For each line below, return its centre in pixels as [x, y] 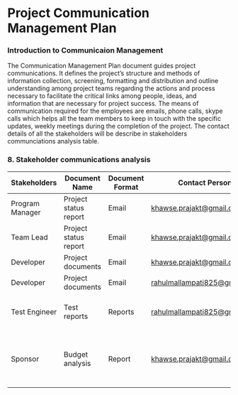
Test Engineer [34, 312]
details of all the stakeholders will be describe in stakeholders [97, 134]
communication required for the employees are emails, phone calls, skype [115, 111]
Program [25, 203]
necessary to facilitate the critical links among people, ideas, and [102, 96]
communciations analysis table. [53, 141]
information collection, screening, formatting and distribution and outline [113, 81]
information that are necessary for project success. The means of [103, 104]
